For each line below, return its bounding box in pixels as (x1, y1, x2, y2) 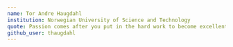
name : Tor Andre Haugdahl (7, 10, 82, 17)
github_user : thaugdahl (7, 29, 76, 37)
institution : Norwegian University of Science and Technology (7, 17, 191, 23)
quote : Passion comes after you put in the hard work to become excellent (7, 23, 228, 30)
